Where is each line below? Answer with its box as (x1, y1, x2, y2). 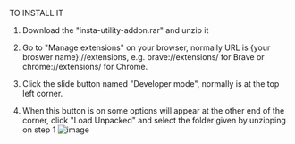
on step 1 (21, 124, 56, 135)
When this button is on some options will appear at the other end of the (21, 106, 285, 115)
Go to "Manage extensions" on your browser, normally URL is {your (21, 42, 271, 53)
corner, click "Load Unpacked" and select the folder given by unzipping (21, 115, 286, 125)
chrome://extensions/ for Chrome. (21, 62, 148, 72)
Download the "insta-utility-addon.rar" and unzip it (21, 25, 209, 35)
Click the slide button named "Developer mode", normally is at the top (21, 79, 280, 89)
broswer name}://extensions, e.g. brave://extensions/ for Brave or (21, 52, 265, 62)
